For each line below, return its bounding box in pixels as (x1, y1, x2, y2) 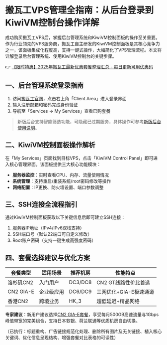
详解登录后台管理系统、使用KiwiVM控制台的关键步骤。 (5, 53, 117, 59)
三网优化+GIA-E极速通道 (96, 289, 155, 296)
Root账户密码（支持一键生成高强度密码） (12, 237, 96, 243)
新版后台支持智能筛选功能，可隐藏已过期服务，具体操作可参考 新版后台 (17, 118, 162, 125)
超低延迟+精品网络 (96, 298, 140, 305)
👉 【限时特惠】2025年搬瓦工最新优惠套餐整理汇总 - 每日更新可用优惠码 (5, 63, 153, 70)
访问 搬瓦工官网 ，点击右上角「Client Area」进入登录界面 (12, 95, 127, 101)
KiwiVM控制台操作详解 (5, 17, 99, 28)
